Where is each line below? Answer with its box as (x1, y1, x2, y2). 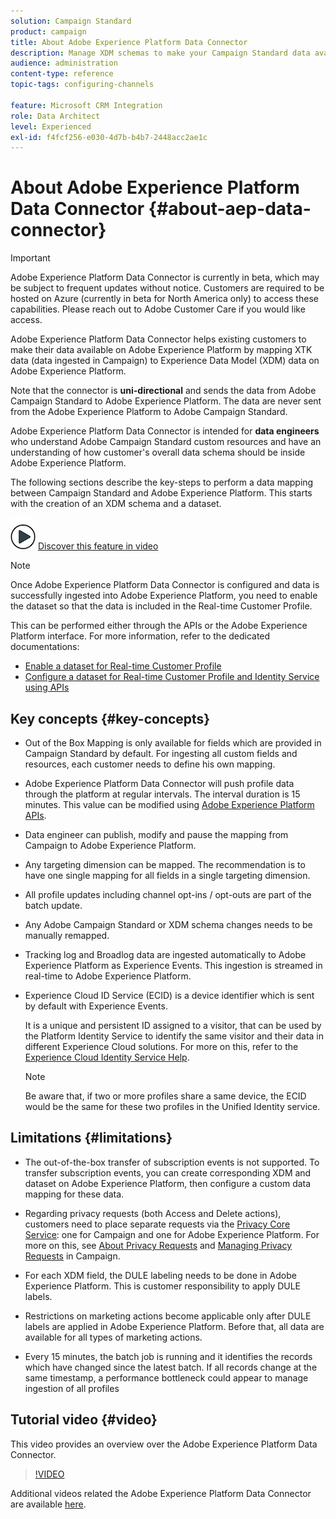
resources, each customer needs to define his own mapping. (24, 758, 276, 770)
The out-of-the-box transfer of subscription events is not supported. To (24, 1156, 320, 1168)
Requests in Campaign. (24, 1250, 121, 1262)
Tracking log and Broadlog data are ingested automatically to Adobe (24, 949, 307, 960)
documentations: (10, 641, 80, 653)
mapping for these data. (24, 1188, 125, 1200)
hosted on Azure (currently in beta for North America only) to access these (10, 293, 319, 305)
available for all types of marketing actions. (24, 1331, 203, 1343)
